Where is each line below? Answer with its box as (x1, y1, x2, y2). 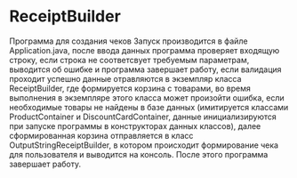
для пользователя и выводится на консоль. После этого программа (9, 149, 269, 159)
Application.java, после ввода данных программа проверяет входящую (9, 44, 280, 55)
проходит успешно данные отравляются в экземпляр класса (9, 73, 242, 84)
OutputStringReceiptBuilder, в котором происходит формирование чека (9, 140, 278, 150)
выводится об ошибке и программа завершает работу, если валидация (9, 64, 282, 75)
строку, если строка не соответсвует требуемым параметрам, (9, 54, 250, 65)
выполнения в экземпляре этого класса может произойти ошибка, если (9, 92, 285, 103)
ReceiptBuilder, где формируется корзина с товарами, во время (9, 83, 251, 93)
